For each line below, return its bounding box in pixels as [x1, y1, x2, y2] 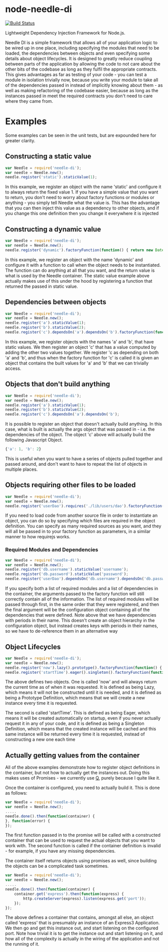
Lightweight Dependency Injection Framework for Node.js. [5, 30, 125, 36]
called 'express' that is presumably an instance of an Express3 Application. [5, 920, 160, 926]
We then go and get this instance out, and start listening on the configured [5, 925, 158, 931]
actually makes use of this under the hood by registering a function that [5, 278, 152, 284]
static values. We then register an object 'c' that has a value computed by [5, 344, 156, 350]
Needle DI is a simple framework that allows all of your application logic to [5, 39, 157, 46]
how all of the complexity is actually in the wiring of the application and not [5, 936, 159, 942]
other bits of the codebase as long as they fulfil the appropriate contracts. [5, 66, 157, 72]
